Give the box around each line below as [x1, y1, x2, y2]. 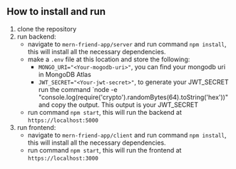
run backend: [16, 32, 56, 41]
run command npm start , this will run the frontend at [27, 145, 182, 154]
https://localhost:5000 [27, 117, 99, 124]
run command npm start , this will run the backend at [27, 108, 183, 116]
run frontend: [16, 123, 56, 131]
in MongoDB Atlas [38, 70, 92, 78]
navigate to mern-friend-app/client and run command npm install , [27, 130, 227, 139]
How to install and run [6, 6, 106, 18]
